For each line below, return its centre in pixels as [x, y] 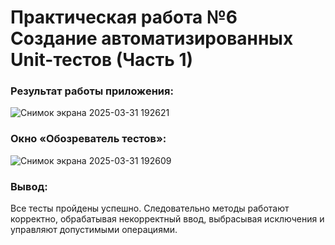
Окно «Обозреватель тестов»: [88, 139]
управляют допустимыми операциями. [94, 230]
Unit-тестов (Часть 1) [102, 60]
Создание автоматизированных [152, 38]
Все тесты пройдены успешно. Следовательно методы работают [150, 208]
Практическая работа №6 [124, 17]
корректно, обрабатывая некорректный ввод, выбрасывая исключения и [167, 219]
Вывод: [29, 186]
